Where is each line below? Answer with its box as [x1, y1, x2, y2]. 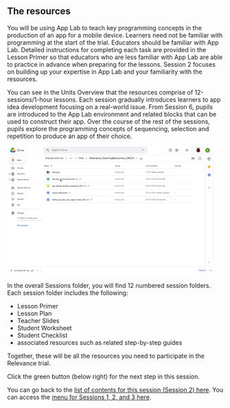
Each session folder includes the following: [7, 288, 128, 297]
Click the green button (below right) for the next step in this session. [7, 372, 200, 381]
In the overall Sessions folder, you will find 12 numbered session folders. [7, 281, 211, 289]
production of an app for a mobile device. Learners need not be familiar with [7, 31, 223, 39]
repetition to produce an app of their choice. [7, 132, 133, 140]
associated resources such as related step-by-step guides [16, 338, 183, 346]
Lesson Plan [16, 309, 52, 317]
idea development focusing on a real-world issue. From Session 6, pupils [7, 102, 214, 111]
